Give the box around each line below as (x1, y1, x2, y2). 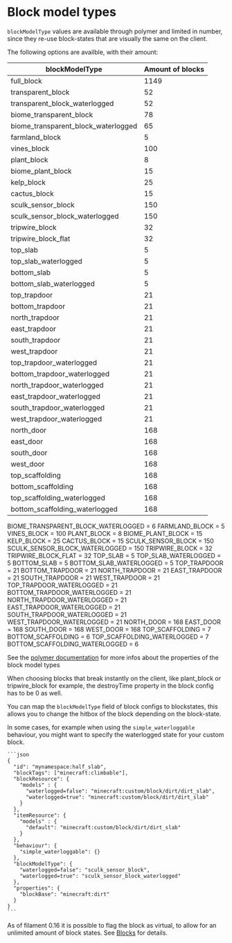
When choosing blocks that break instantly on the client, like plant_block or (7, 674, 222, 682)
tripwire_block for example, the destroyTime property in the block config (7, 681, 214, 690)
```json (7, 751, 30, 758)
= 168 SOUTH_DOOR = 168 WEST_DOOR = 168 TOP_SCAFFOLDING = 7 (7, 625, 211, 633)
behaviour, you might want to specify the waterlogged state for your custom (7, 730, 224, 738)
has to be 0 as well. (7, 689, 63, 697)
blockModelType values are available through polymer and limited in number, (7, 27, 223, 35)
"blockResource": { (13, 775, 70, 782)
